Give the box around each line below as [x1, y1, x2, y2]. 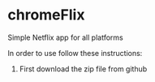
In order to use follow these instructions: [7, 48, 143, 58]
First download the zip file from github [19, 63, 148, 74]
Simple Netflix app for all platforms [7, 32, 123, 42]
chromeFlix [7, 6, 85, 24]
